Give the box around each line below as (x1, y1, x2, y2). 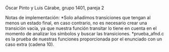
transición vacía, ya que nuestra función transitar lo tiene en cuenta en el (5, 25, 157, 31)
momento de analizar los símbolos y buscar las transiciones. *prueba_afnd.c (5, 31, 164, 36)
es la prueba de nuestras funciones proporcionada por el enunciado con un (5, 36, 162, 42)
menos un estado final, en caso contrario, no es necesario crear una (5, 20, 147, 26)
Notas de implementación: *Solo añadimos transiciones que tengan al (5, 15, 151, 20)
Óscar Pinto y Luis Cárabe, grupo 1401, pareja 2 (5, 5, 104, 11)
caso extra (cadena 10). (5, 41, 54, 47)
